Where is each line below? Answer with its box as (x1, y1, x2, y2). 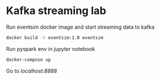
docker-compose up (6, 57, 51, 63)
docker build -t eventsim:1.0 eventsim (6, 35, 104, 40)
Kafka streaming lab (6, 4, 107, 18)
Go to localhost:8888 (6, 67, 57, 74)
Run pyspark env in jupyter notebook (6, 45, 96, 52)
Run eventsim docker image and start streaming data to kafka (6, 23, 155, 30)
